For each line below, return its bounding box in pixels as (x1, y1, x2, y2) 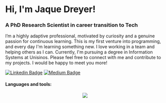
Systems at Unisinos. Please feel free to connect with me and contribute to (5, 55, 161, 61)
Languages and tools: (5, 81, 52, 87)
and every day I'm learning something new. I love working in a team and (5, 44, 155, 50)
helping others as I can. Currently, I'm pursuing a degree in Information (5, 49, 153, 55)
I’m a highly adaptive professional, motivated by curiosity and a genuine (5, 33, 155, 39)
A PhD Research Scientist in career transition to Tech (5, 22, 138, 29)
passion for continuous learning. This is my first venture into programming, (5, 38, 161, 44)
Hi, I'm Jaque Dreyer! (5, 4, 96, 15)
